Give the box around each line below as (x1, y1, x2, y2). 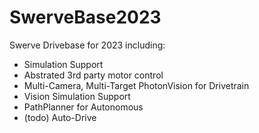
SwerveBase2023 (9, 6, 162, 29)
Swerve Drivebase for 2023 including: (9, 39, 166, 51)
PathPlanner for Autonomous (23, 101, 144, 113)
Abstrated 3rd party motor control (23, 69, 164, 81)
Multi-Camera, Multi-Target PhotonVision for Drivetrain (23, 79, 250, 91)
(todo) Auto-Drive (23, 111, 97, 123)
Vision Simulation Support (23, 90, 131, 102)
